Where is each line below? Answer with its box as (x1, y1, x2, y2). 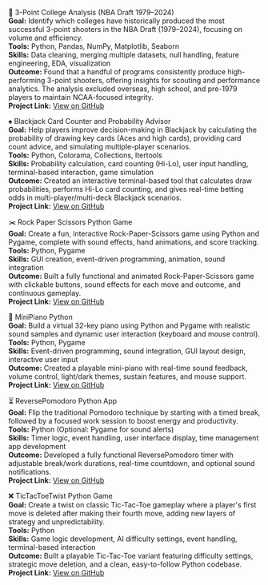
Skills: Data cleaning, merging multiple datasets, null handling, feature (8, 50, 240, 59)
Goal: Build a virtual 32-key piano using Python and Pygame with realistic (8, 320, 250, 330)
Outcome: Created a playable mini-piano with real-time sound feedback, (8, 364, 248, 372)
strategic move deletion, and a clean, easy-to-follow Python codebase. (8, 559, 242, 569)
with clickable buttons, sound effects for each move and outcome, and (8, 280, 242, 289)
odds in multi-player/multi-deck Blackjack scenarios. (8, 193, 182, 202)
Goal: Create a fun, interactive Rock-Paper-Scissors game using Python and (8, 229, 260, 238)
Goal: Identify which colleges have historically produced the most (8, 16, 226, 26)
